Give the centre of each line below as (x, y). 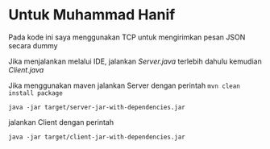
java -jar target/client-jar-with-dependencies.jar (97, 137)
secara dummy (33, 45)
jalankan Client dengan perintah (61, 122)
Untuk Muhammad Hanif (92, 15)
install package (35, 93)
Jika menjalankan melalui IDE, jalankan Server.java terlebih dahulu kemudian (135, 61)
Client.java (26, 69)
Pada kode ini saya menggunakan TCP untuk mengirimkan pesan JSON (127, 37)
